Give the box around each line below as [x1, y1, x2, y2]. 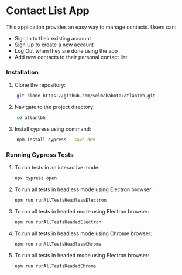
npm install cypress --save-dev [16, 137, 95, 142]
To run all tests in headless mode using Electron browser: [14, 186, 153, 193]
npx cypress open [14, 175, 57, 181]
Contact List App [6, 4, 90, 18]
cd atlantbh [16, 115, 46, 121]
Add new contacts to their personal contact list [14, 53, 128, 60]
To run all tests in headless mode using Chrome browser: [14, 230, 152, 237]
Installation [6, 68, 39, 76]
